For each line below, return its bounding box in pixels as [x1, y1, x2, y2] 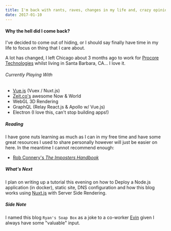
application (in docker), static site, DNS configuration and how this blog [5, 184, 155, 190]
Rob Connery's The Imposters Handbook [12, 154, 99, 161]
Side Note [5, 201, 26, 208]
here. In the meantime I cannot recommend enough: [5, 144, 115, 150]
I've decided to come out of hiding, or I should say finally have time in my [5, 39, 159, 45]
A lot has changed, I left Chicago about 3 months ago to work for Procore [5, 55, 159, 61]
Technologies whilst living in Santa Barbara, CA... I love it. [5, 60, 126, 66]
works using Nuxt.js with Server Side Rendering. [5, 190, 107, 196]
